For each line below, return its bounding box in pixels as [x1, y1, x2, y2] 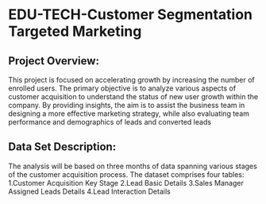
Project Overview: [8, 54, 99, 67]
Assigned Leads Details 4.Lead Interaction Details [8, 187, 171, 196]
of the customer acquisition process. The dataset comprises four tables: [8, 169, 245, 179]
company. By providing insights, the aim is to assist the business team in [8, 101, 245, 110]
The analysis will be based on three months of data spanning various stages [8, 161, 258, 171]
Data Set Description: [8, 140, 117, 154]
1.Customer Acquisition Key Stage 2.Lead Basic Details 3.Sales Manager [8, 178, 244, 187]
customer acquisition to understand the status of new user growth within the [8, 92, 259, 101]
